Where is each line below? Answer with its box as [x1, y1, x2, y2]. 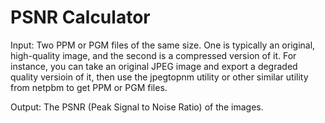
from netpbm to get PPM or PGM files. [10, 81, 168, 93]
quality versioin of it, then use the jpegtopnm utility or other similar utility [10, 71, 309, 83]
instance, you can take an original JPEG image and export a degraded [10, 60, 298, 72]
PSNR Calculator [10, 6, 151, 29]
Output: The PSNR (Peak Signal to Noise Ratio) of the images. [10, 101, 264, 113]
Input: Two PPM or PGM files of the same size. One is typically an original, [10, 39, 316, 51]
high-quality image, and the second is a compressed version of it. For [10, 49, 297, 61]
